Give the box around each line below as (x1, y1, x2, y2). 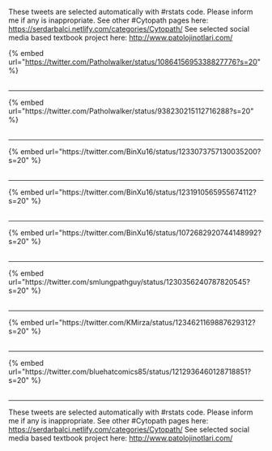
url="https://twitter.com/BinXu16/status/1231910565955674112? (45, 187, 257, 197)
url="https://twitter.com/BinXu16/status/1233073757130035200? (45, 147, 261, 157)
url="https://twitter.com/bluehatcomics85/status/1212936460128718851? (8, 367, 252, 376)
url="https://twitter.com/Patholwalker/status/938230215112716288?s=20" (8, 106, 254, 116)
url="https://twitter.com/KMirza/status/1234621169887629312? (45, 318, 257, 327)
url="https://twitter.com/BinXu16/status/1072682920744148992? (45, 228, 261, 238)
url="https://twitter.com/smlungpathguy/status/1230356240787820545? (8, 277, 251, 286)
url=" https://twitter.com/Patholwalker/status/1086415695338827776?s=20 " (8, 57, 261, 67)
